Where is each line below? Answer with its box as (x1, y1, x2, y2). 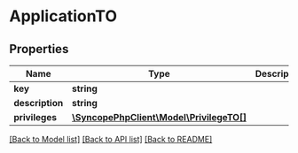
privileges (13, 111, 58, 123)
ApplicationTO (9, 6, 118, 27)
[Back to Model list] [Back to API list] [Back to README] (9, 134, 213, 144)
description (13, 97, 64, 109)
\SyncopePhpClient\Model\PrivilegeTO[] (71, 111, 247, 123)
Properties (9, 42, 69, 57)
